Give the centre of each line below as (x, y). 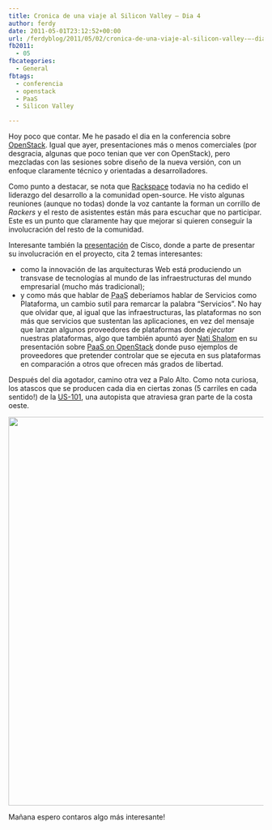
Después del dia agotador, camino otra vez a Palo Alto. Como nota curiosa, (134, 380)
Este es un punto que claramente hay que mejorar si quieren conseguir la (130, 221)
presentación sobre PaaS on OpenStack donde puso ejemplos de (129, 347)
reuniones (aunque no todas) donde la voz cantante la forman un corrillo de (134, 204)
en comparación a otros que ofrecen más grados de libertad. (122, 364)
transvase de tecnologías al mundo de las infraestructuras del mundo (136, 278)
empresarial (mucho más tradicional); (83, 287)
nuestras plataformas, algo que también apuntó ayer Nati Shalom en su (138, 338)
